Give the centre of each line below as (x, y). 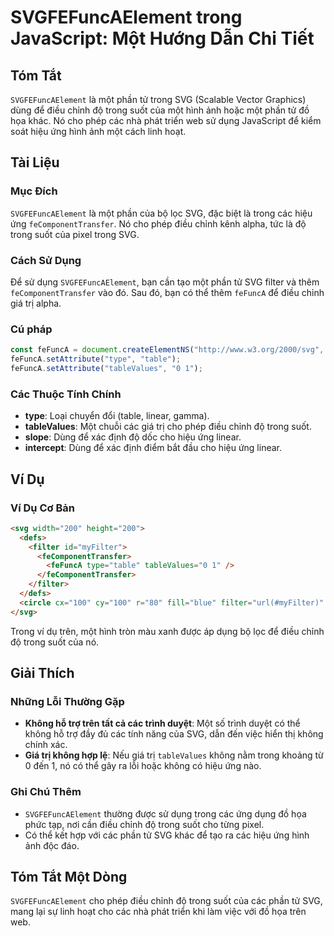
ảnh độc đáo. (52, 845)
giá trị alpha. (36, 303)
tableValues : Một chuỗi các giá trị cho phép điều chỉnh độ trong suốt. (168, 427)
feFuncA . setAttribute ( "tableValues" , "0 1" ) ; (106, 369)
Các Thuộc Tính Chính (66, 394)
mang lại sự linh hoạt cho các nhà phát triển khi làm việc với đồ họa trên (158, 912)
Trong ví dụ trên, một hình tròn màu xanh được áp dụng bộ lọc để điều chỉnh (167, 631)
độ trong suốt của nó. (55, 642)
